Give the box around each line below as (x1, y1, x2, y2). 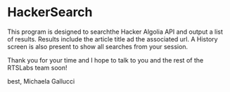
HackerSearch (7, 4, 93, 20)
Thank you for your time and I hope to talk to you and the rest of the (7, 55, 204, 64)
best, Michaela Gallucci (7, 77, 75, 85)
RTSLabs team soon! (7, 63, 68, 72)
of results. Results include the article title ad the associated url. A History (7, 34, 218, 43)
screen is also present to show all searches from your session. (7, 42, 189, 51)
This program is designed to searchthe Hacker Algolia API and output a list (7, 27, 224, 36)
